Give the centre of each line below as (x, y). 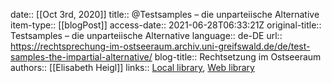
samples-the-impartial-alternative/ (81, 57)
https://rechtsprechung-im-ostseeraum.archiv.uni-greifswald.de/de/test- (160, 46)
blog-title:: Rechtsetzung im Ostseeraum (238, 57)
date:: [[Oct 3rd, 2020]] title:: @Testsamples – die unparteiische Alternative (165, 14)
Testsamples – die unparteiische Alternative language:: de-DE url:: (146, 35)
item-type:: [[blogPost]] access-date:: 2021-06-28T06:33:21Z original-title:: (166, 25)
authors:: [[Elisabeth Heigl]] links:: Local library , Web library (132, 67)
